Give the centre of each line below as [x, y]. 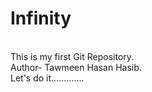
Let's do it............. [47, 78]
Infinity [41, 18]
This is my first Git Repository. [72, 56]
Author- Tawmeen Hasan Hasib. [76, 67]
